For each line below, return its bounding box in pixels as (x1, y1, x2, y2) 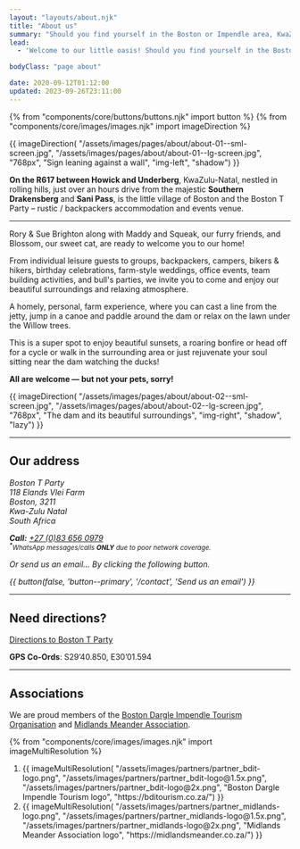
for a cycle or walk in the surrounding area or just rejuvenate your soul (9, 346, 268, 357)
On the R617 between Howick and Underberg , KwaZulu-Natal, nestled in (9, 174, 279, 185)
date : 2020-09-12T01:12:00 (9, 79, 110, 87)
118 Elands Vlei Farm (9, 487, 86, 497)
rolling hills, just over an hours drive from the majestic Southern (9, 184, 244, 195)
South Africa (9, 515, 56, 526)
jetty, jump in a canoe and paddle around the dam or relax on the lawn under (9, 310, 291, 321)
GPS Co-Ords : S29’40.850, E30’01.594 (9, 652, 152, 662)
